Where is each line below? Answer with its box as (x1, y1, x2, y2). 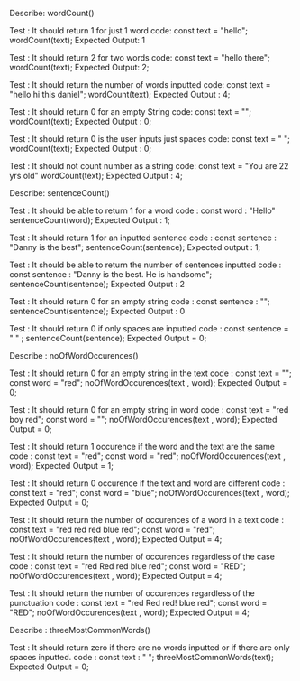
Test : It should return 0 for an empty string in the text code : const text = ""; (9, 368, 292, 378)
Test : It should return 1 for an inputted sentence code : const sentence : (9, 232, 277, 243)
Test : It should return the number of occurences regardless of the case (9, 551, 275, 562)
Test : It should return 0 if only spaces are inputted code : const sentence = (9, 323, 289, 333)
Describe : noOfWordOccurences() (9, 350, 139, 360)
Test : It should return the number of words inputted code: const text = (9, 79, 272, 89)
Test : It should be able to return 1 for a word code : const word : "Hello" (9, 205, 277, 216)
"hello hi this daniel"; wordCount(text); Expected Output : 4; (9, 89, 231, 99)
